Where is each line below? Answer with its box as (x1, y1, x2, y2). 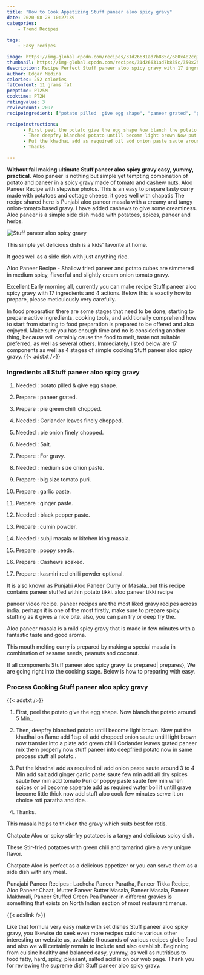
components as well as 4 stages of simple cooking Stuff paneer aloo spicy (7, 346, 192, 353)
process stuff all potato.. (15, 753, 77, 760)
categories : (7, 20, 37, 26)
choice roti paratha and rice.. (15, 797, 88, 804)
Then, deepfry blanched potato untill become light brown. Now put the (15, 727, 192, 734)
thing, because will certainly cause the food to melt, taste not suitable (7, 333, 180, 340)
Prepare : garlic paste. (15, 487, 71, 495)
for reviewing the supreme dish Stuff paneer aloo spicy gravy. (7, 962, 161, 970)
